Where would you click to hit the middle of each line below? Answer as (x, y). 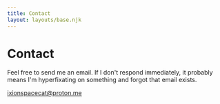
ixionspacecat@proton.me (44, 93)
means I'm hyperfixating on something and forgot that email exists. (102, 80)
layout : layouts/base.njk (44, 20)
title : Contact (29, 13)
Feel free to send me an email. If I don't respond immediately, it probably (110, 73)
